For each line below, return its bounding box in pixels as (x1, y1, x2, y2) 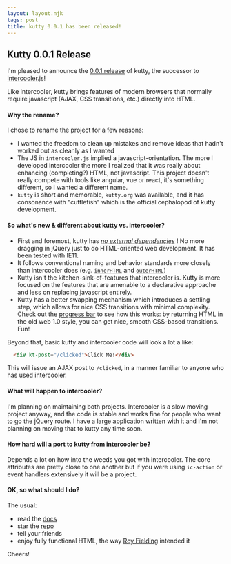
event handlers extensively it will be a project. (7, 470, 137, 478)
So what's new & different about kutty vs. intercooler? (7, 221, 165, 229)
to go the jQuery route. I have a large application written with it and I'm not (7, 417, 219, 425)
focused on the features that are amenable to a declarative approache (17, 280, 217, 289)
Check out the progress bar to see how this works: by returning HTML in (17, 310, 223, 318)
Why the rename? (7, 110, 59, 119)
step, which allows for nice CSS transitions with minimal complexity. (17, 302, 210, 311)
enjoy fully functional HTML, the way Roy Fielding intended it (17, 536, 190, 545)
